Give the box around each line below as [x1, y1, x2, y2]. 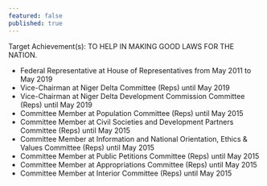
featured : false [8, 11, 63, 20]
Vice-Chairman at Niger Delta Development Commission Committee [19, 91, 245, 101]
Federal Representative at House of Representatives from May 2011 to [19, 65, 252, 75]
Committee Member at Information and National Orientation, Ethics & [19, 134, 248, 143]
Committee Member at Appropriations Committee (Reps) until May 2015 [19, 159, 257, 169]
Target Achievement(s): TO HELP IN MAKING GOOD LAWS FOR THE [8, 41, 235, 51]
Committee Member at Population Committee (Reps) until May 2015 [19, 108, 244, 118]
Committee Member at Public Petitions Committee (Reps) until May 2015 [19, 151, 260, 161]
